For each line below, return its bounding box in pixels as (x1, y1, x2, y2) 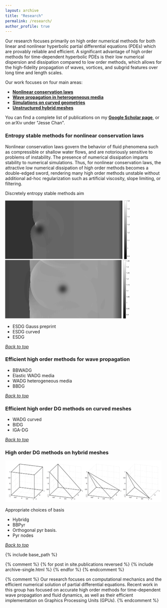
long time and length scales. (5, 70, 63, 76)
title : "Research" (5, 13, 43, 18)
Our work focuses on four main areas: (5, 80, 83, 86)
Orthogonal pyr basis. (12, 527, 57, 533)
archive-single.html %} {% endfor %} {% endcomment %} (5, 566, 125, 572)
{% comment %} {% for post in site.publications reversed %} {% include (5, 561, 154, 567)
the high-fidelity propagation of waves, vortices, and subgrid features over (5, 65, 158, 71)
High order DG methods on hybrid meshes (5, 449, 109, 456)
